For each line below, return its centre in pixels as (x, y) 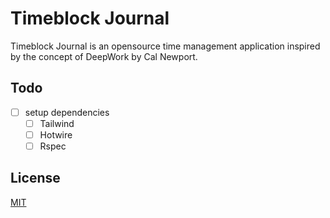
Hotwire (56, 134)
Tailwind (57, 123)
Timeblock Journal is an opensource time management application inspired (165, 46)
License (35, 178)
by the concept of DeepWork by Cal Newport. (104, 56)
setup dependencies (67, 112)
